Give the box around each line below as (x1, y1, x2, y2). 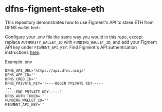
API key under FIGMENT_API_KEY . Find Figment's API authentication (5, 44, 137, 50)
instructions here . (5, 49, 40, 55)
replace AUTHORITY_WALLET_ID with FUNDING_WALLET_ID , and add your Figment (5, 39, 157, 45)
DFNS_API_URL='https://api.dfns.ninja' (5, 68, 86, 73)
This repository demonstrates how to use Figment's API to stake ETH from (5, 19, 154, 25)
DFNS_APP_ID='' (5, 72, 36, 77)
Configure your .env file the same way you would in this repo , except (5, 34, 143, 40)
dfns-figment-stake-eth (5, 3, 105, 15)
